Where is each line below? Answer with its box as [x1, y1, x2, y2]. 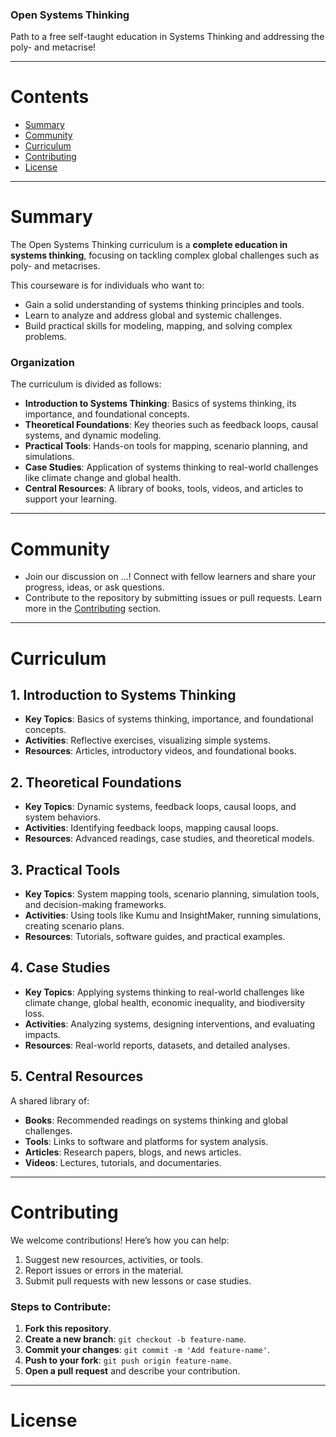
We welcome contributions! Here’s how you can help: [10, 1234, 230, 1246]
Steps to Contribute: [10, 1299, 112, 1313]
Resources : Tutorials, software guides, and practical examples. [24, 931, 286, 943]
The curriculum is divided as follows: [10, 378, 162, 390]
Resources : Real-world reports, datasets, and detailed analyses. [24, 1039, 291, 1051]
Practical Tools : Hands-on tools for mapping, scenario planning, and [24, 440, 308, 452]
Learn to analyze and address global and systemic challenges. [24, 309, 283, 322]
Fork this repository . [24, 1322, 112, 1334]
